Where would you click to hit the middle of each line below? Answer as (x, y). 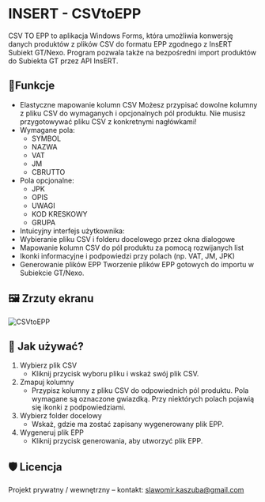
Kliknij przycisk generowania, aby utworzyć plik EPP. (117, 441)
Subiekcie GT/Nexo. (52, 273)
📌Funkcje (32, 86)
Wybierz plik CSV (48, 365)
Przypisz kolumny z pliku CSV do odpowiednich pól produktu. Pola (140, 391)
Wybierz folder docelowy (61, 416)
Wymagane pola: (47, 130)
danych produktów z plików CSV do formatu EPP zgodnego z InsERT (120, 43)
